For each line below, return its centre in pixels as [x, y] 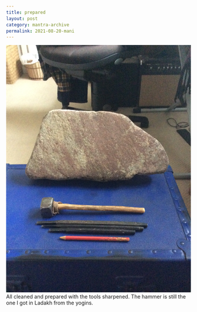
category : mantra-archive [38, 25]
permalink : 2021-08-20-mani [40, 31]
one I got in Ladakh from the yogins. [50, 303]
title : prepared [26, 12]
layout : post [22, 18]
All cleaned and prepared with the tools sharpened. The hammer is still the [96, 296]
